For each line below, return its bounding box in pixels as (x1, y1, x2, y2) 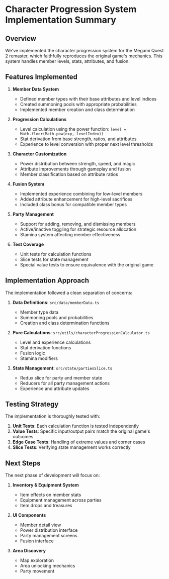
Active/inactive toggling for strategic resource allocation (20, 226, 137, 232)
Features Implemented (5, 73, 78, 81)
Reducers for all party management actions (20, 380, 110, 386)
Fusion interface (20, 538, 54, 544)
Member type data (20, 309, 59, 315)
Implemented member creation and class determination (20, 107, 135, 113)
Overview (5, 34, 37, 43)
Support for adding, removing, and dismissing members (20, 221, 136, 227)
